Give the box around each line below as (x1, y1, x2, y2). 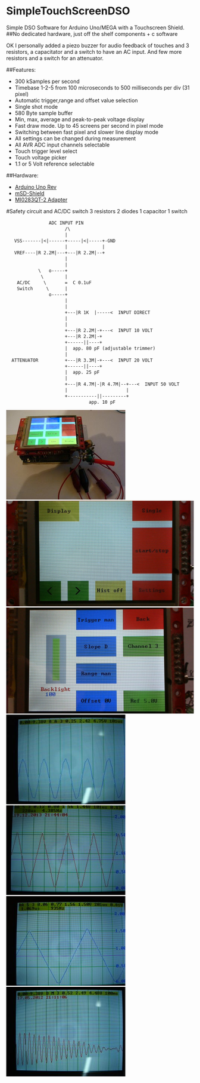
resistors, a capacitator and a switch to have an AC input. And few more (6, 48, 182, 55)
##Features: (6, 66, 36, 73)
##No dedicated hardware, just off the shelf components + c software (6, 30, 178, 37)
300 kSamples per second (14, 78, 80, 85)
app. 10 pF (88, 399, 116, 405)
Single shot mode (14, 103, 58, 110)
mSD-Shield (14, 189, 45, 197)
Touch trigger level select (14, 148, 77, 155)
